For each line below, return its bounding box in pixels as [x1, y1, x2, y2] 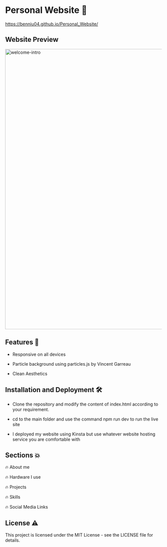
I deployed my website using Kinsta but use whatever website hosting [12, 431, 156, 437]
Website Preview [5, 35, 59, 44]
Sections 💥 [5, 451, 41, 459]
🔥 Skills [5, 494, 21, 500]
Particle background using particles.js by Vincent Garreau [12, 361, 131, 367]
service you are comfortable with [12, 436, 81, 442]
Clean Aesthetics [12, 371, 48, 377]
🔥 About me [5, 464, 30, 470]
